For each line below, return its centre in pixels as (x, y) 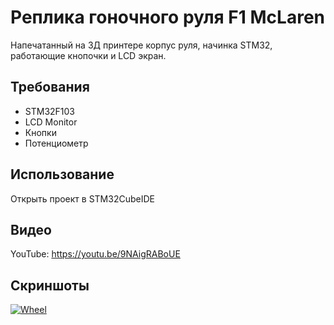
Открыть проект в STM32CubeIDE (82, 198)
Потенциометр (56, 143)
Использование (62, 174)
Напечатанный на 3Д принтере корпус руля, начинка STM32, (141, 45)
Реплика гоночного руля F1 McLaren (167, 17)
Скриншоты (50, 285)
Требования (50, 87)
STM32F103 (50, 111)
